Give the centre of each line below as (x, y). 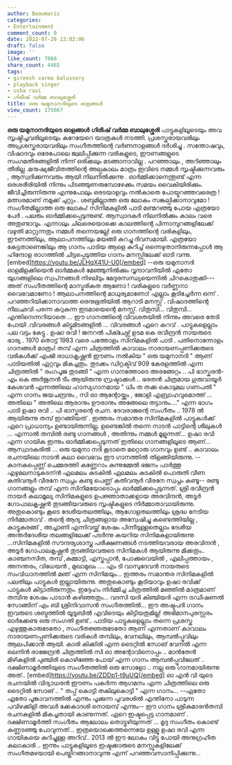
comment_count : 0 (32, 33)
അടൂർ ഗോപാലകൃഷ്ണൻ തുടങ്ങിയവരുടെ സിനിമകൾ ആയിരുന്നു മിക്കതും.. (106, 550)
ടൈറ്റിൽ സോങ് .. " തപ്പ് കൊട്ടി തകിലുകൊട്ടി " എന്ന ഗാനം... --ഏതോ (106, 690)
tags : (15, 71)
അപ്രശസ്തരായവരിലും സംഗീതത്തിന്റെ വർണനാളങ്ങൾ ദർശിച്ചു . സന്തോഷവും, (116, 145)
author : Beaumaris (33, 13)
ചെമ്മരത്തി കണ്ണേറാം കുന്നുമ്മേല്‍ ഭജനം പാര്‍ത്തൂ (114, 465)
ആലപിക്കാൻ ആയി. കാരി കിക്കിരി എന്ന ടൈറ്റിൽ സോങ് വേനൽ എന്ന (107, 644)
